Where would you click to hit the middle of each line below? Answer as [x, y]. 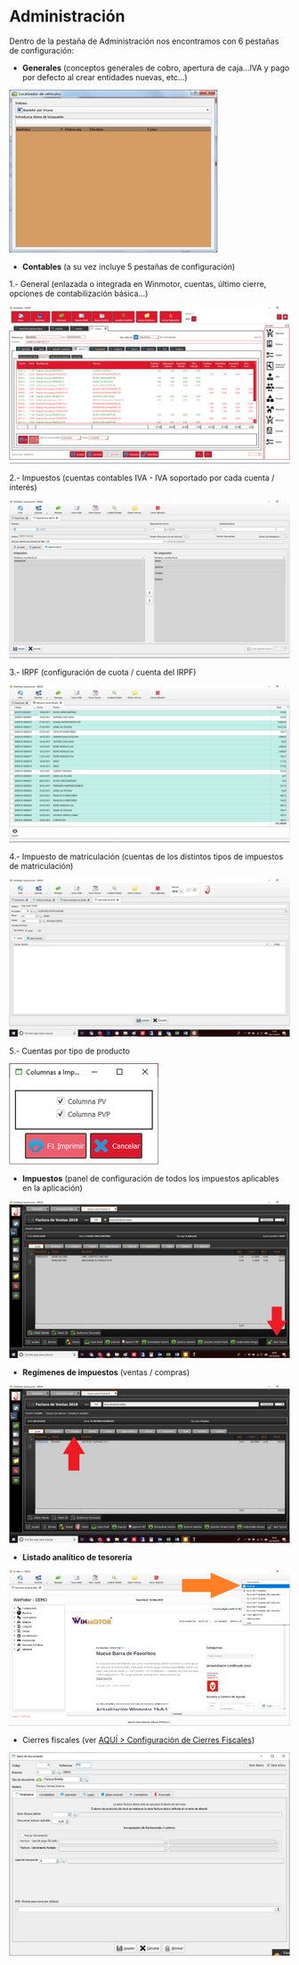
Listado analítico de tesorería [77, 1557]
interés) [23, 487]
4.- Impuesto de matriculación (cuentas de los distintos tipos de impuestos [146, 856]
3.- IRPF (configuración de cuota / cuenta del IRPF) [103, 672]
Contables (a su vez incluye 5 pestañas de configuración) [129, 266]
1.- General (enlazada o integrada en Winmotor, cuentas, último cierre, [138, 283]
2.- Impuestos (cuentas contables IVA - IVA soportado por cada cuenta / [142, 478]
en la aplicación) [52, 1188]
